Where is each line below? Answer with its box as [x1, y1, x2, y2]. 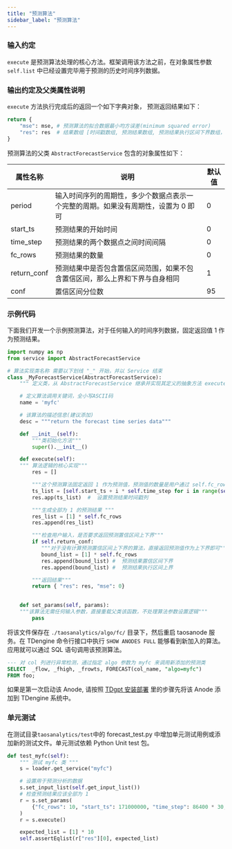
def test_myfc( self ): [7, 752, 70, 759]
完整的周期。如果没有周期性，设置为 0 [61, 201, 186, 211]
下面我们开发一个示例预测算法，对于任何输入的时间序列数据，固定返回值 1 [7, 326, 217, 334]
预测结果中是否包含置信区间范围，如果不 [55, 263, 186, 273]
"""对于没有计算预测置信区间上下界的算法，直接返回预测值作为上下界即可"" [41, 545, 226, 552]
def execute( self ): [19, 456, 76, 463]
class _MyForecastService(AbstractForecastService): [7, 374, 162, 381]
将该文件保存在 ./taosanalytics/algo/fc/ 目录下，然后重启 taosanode [7, 628, 208, 636]
